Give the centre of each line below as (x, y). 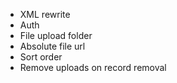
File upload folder (56, 35)
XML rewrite (45, 14)
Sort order (41, 57)
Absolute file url (52, 46)
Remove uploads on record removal (93, 67)
